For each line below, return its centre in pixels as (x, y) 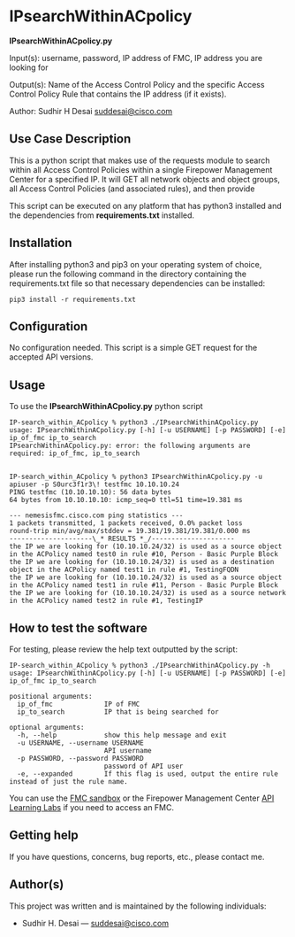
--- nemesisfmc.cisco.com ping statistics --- (96, 515)
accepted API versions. (51, 357)
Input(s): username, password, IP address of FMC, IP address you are (136, 58)
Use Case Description (70, 139)
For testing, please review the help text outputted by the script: (124, 649)
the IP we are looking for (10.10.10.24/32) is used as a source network (148, 593)
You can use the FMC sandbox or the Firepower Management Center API (142, 798)
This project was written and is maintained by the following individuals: (138, 906)
